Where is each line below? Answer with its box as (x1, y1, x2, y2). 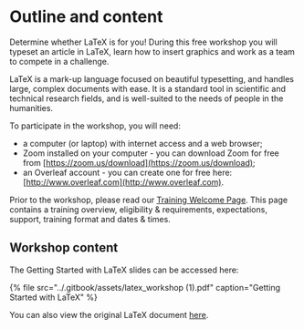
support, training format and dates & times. (9, 213, 171, 224)
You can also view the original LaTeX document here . (9, 309, 209, 320)
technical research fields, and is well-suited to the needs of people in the (9, 93, 284, 104)
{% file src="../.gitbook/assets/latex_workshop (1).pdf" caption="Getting (9, 282, 281, 293)
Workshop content (9, 240, 119, 256)
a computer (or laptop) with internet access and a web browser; (22, 138, 263, 149)
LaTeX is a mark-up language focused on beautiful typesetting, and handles (9, 73, 295, 84)
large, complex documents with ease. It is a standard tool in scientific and (9, 83, 286, 94)
